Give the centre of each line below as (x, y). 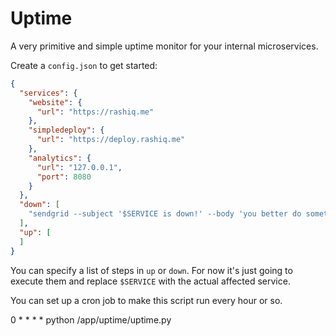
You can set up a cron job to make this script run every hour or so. (146, 300)
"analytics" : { (60, 158)
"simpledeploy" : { (66, 130)
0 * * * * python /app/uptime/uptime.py (91, 319)
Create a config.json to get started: (84, 65)
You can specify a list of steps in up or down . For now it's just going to (151, 270)
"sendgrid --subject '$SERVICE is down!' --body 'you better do (165, 214)
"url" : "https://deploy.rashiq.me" (111, 140)
